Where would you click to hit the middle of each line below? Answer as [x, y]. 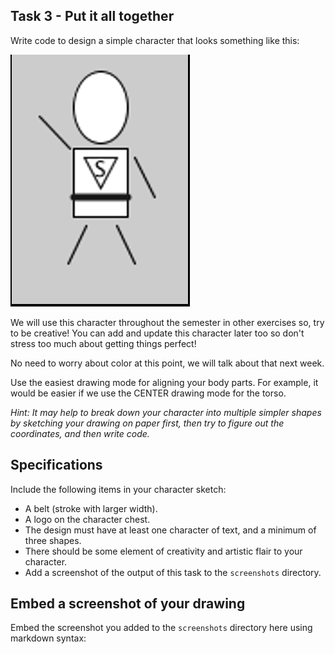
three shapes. [53, 540]
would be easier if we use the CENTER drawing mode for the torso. [148, 393]
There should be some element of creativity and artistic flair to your [163, 551]
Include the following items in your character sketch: [118, 489]
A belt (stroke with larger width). [91, 508]
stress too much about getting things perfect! [103, 343]
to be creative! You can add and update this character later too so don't [157, 333]
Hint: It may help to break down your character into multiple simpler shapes [166, 412]
